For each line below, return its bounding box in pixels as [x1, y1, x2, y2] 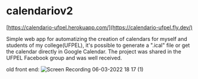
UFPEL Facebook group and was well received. [6, 54, 122, 61]
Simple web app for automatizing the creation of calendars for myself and [6, 35, 188, 42]
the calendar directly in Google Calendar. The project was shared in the [6, 48, 182, 55]
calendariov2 [6, 4, 73, 18]
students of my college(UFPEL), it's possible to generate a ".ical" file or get [6, 42, 190, 49]
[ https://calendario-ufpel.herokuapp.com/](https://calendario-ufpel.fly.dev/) [6, 24, 193, 31]
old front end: [6, 65, 40, 72]
